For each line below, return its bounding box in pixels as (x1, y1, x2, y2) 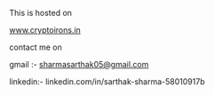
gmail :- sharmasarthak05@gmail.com (9, 59, 149, 69)
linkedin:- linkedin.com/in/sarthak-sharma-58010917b (9, 76, 206, 87)
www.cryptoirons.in (9, 25, 82, 35)
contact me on (9, 42, 62, 52)
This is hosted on (9, 8, 73, 18)
